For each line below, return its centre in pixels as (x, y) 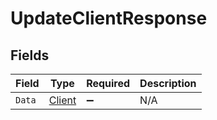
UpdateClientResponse (109, 18)
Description (168, 83)
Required (108, 83)
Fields (30, 55)
